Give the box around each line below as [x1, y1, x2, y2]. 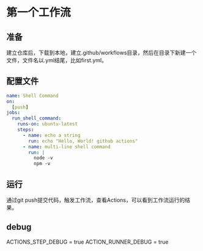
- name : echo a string [22, 132, 81, 138]
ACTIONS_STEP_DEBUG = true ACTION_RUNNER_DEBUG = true [6, 238, 169, 246]
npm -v [33, 161, 51, 167]
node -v [33, 155, 53, 161]
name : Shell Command [6, 93, 59, 99]
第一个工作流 [6, 5, 72, 19]
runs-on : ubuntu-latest [17, 121, 78, 127]
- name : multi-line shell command [22, 144, 111, 150]
